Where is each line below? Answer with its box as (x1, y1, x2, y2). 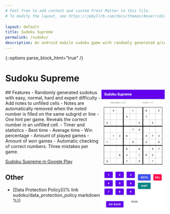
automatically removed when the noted (5, 105, 87, 112)
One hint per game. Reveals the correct (5, 116, 88, 122)
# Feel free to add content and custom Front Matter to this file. (5, 8, 151, 13)
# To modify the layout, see (5, 13, 67, 19)
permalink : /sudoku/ (5, 35, 49, 40)
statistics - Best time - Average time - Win (5, 127, 93, 133)
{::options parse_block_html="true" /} (5, 55, 83, 61)
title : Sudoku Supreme (5, 29, 53, 35)
